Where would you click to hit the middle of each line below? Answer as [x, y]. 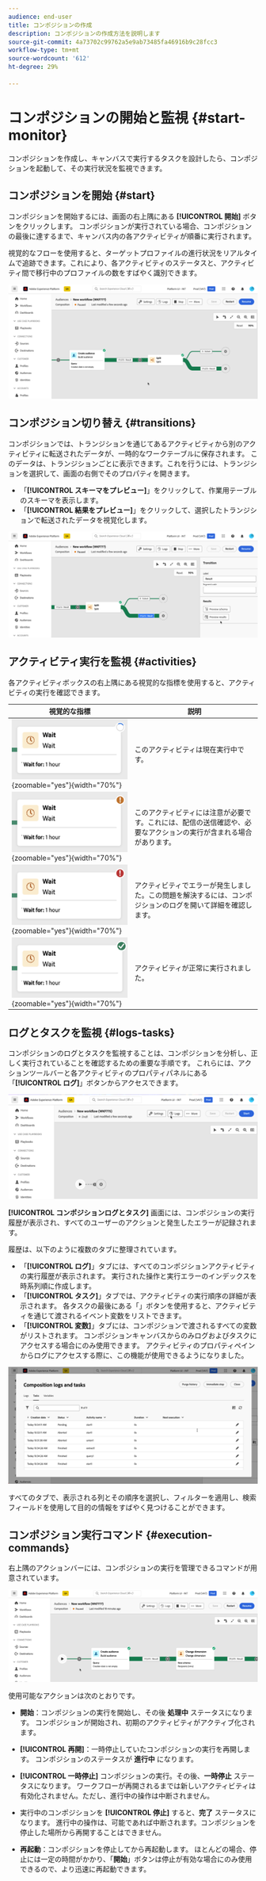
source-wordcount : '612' [49, 59]
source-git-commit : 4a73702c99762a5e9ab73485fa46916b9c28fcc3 [113, 42]
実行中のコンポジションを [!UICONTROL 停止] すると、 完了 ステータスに [138, 1812]
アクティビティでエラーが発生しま [189, 885]
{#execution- [179, 1535]
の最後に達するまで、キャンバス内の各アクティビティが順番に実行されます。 [132, 236]
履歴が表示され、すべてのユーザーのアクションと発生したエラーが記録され [129, 1222]
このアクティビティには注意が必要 [189, 812]
